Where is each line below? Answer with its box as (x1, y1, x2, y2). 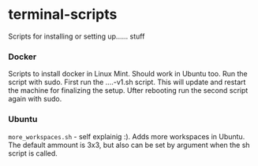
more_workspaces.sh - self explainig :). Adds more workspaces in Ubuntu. (8, 131, 245, 141)
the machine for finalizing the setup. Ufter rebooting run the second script (8, 86, 249, 95)
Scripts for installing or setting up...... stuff (8, 31, 145, 41)
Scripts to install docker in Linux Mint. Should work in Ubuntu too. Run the (8, 69, 248, 79)
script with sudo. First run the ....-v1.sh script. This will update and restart (8, 77, 246, 87)
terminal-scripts (8, 6, 118, 24)
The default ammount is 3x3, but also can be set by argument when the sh (8, 140, 250, 149)
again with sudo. (8, 94, 62, 104)
